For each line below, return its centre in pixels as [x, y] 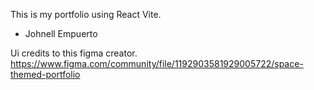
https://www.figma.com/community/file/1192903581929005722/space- [157, 63]
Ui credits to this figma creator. [74, 53]
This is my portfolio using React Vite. [86, 14]
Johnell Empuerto [61, 33]
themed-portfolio [45, 74]
